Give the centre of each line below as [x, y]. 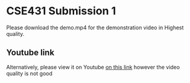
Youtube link [30, 53]
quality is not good [30, 73]
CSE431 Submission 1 [61, 11]
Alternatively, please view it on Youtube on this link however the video [93, 67]
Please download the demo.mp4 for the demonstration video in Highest [95, 27]
